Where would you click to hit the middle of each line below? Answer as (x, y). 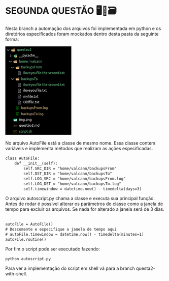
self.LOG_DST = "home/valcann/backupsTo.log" (73, 184)
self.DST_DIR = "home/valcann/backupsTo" (68, 174)
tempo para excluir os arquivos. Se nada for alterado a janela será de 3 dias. (85, 209)
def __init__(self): (36, 163)
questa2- (146, 268)
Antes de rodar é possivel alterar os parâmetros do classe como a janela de (84, 204)
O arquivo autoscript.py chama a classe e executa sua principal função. (80, 198)
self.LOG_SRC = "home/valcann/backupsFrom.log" (75, 179)
